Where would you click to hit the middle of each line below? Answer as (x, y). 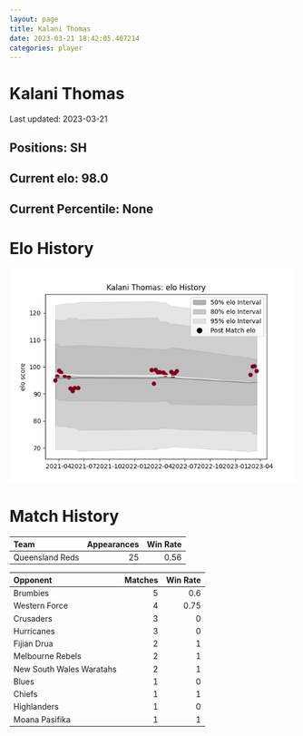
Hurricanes (34, 631)
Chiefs (25, 694)
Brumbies (31, 594)
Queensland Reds (46, 557)
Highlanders (36, 707)
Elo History (52, 248)
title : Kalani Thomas (50, 29)
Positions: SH (49, 147)
